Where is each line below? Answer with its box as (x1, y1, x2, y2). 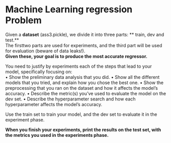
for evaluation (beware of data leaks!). (5, 48, 86, 54)
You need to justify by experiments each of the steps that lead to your (5, 63, 152, 69)
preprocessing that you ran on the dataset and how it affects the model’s (5, 85, 158, 91)
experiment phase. (5, 116, 45, 122)
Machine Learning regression (5, 4, 133, 15)
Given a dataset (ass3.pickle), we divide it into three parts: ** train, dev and (5, 31, 164, 37)
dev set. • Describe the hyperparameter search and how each (5, 96, 136, 102)
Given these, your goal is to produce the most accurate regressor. (5, 53, 148, 59)
